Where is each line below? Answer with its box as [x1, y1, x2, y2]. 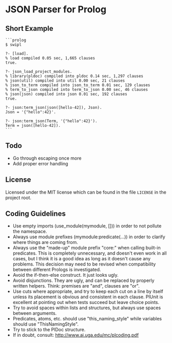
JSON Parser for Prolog [5, 4, 107, 15]
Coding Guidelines [5, 209, 66, 218]
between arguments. [12, 310, 57, 316]
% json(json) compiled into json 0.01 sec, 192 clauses [5, 91, 127, 97]
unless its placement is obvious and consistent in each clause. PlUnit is [12, 294, 163, 300]
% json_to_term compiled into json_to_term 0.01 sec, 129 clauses [5, 83, 150, 88]
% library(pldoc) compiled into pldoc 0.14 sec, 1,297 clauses [5, 73, 144, 79]
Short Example [5, 24, 54, 33]
